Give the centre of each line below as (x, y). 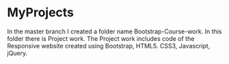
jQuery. (17, 53)
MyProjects (40, 13)
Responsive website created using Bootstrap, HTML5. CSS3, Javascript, (109, 46)
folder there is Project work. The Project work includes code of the (101, 38)
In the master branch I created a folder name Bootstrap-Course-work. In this (114, 31)
